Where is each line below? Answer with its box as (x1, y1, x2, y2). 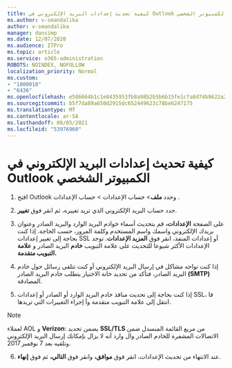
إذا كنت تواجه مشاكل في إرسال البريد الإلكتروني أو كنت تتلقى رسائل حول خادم (17, 262, 219, 271)
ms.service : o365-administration (7, 55, 104, 62)
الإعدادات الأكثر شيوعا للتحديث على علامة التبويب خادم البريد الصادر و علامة (17, 242, 210, 250)
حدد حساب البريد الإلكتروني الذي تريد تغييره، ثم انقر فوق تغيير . (17, 206, 177, 215)
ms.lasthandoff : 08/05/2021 (7, 119, 88, 126)
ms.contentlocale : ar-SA (7, 113, 79, 119)
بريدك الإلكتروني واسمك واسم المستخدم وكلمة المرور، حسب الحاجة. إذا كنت (17, 227, 214, 235)
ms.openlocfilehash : (7, 94, 67, 101)
